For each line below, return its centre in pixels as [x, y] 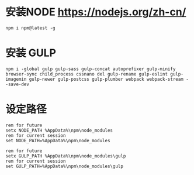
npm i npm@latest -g [31, 28]
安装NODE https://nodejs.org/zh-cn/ [96, 12]
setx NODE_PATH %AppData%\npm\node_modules [59, 130]
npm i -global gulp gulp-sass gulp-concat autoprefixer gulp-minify [91, 69]
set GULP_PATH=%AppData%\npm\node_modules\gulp [65, 166]
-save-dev [18, 84]
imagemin [16, 79]
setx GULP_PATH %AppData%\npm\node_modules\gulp [66, 156]
